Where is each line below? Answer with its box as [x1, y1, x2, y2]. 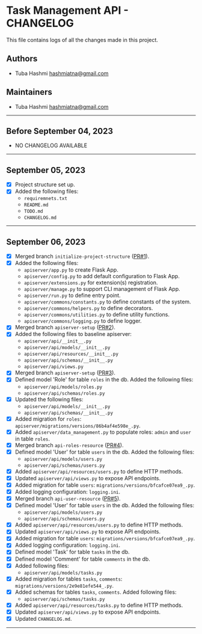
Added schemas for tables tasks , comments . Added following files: [14, 588, 177, 596]
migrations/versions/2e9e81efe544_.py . [14, 582, 114, 589]
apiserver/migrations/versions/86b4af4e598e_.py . [14, 422, 141, 429]
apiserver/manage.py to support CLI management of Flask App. [23, 285, 180, 293]
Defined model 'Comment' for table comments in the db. [14, 555, 150, 562]
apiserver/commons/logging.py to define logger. [23, 317, 142, 325]
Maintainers [6, 87, 53, 97]
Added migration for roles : [14, 415, 82, 422]
